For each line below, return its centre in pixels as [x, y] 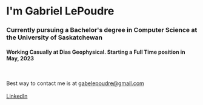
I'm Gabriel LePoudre [60, 11]
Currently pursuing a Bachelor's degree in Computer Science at [102, 30]
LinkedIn [17, 96]
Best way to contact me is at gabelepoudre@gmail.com [75, 83]
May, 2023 [20, 58]
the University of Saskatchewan [55, 37]
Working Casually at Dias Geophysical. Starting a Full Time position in [96, 52]
